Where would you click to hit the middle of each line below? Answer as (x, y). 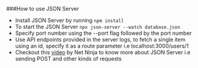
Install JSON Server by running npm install (70, 20)
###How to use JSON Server (43, 9)
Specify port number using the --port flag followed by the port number (104, 33)
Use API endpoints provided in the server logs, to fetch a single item (100, 39)
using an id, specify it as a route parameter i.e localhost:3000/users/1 (102, 46)
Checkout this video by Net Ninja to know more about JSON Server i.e (103, 52)
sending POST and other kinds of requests (68, 59)
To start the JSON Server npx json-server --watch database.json (97, 27)
